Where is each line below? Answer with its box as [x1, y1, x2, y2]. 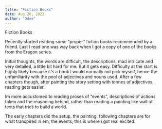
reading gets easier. [5, 84, 45, 90]
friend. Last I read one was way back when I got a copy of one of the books [5, 44, 157, 50]
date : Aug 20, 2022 [5, 12, 45, 16]
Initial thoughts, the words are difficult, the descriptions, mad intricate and [5, 59, 153, 64]
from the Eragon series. [5, 49, 53, 55]
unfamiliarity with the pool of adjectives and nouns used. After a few [5, 74, 142, 80]
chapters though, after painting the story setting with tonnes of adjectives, [5, 79, 154, 85]
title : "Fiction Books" [5, 7, 54, 12]
